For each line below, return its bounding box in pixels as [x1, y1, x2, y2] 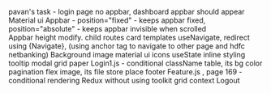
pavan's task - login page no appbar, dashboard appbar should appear [8, 7, 245, 16]
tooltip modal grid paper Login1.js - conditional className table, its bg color [8, 58, 263, 68]
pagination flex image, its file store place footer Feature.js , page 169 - [8, 67, 243, 76]
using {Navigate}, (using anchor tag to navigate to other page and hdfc [8, 41, 245, 51]
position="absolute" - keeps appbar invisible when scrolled [8, 24, 207, 33]
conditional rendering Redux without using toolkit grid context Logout [8, 76, 241, 85]
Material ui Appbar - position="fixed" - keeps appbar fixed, [8, 15, 206, 25]
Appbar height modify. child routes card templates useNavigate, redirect [8, 32, 250, 42]
